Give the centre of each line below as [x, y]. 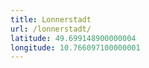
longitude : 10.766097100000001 [75, 47]
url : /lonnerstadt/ [51, 29]
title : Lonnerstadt [51, 19]
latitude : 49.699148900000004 [73, 38]
